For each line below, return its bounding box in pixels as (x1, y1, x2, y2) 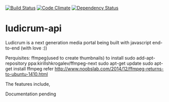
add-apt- (136, 55, 155, 61)
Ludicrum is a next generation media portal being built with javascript (5, 39, 152, 45)
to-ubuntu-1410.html (5, 71, 48, 77)
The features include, (5, 81, 50, 87)
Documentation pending (5, 91, 56, 97)
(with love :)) (20, 45, 48, 51)
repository (5, 60, 27, 66)
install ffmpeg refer (13, 65, 54, 71)
